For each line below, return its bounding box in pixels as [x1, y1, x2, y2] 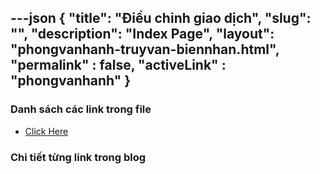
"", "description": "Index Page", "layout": [10, 26, 275, 43]
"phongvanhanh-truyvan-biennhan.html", [10, 41, 280, 58]
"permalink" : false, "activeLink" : [10, 57, 227, 74]
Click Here [24, 125, 69, 137]
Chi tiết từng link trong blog [10, 150, 147, 164]
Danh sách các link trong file [10, 102, 152, 116]
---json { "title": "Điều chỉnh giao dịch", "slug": [10, 10, 312, 27]
